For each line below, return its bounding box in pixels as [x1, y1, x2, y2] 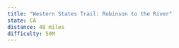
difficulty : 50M [7, 30, 55, 37]
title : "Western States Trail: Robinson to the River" [7, 10, 173, 18]
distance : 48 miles [7, 23, 65, 30]
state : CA [7, 17, 37, 24]
